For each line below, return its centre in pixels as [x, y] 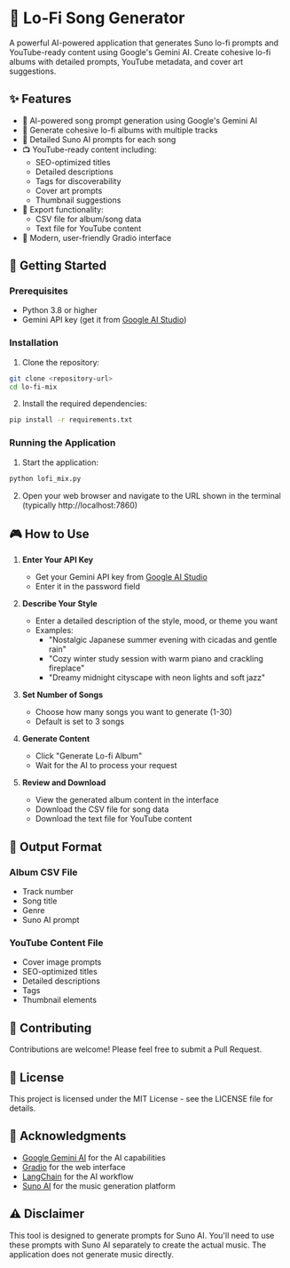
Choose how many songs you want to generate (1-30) [133, 712]
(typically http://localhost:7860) [80, 505]
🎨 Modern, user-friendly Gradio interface [97, 237]
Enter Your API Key [58, 560]
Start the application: [60, 462]
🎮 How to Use [49, 534]
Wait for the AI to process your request [106, 766]
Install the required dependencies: [85, 404]
